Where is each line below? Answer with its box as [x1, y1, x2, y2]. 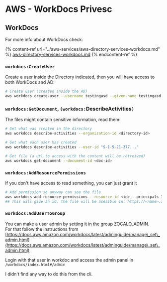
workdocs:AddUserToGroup [5, 211, 66, 216]
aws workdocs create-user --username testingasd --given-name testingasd [5, 94, 162, 99]
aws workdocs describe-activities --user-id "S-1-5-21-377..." [5, 144, 139, 149]
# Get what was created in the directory [5, 126, 92, 132]
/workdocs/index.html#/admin [5, 262, 66, 267]
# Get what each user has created [5, 140, 77, 145]
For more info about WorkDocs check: [5, 36, 83, 42]
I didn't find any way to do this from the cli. [5, 271, 93, 277]
